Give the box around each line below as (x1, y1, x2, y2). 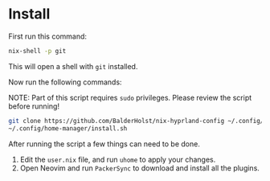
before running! (8, 101, 60, 111)
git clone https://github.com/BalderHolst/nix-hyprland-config (8, 117, 225, 125)
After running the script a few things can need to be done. (8, 138, 201, 149)
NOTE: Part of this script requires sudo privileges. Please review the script (8, 93, 252, 102)
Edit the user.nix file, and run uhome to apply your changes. (19, 154, 216, 164)
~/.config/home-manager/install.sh (8, 124, 128, 133)
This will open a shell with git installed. (8, 61, 138, 71)
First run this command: (8, 31, 87, 41)
